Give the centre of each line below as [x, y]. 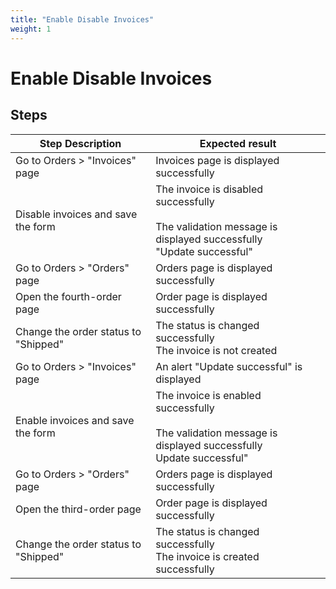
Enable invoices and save [75, 420]
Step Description [80, 143]
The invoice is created [207, 556]
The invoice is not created [216, 350]
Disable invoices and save [76, 214]
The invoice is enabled [208, 395]
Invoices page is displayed [217, 160]
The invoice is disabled [209, 189]
